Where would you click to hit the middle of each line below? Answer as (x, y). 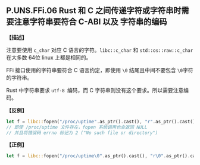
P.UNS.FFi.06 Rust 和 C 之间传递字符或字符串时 (94, 11)
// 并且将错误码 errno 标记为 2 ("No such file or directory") (82, 133)
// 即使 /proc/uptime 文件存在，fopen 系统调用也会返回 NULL (77, 127)
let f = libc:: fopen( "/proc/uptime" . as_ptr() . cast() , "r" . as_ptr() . (93, 122)
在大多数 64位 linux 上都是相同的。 (49, 57)
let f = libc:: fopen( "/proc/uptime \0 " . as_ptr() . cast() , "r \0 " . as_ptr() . (98, 156)
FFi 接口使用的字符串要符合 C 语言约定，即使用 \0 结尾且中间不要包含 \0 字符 (100, 70)
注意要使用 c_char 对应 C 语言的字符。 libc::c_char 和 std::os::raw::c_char (100, 50)
